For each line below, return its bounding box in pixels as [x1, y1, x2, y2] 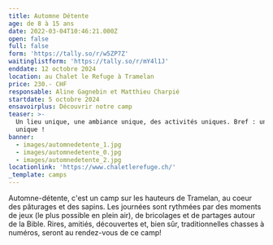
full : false [8, 42, 49, 50]
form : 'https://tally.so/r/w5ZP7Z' [8, 50, 129, 58]
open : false [8, 34, 49, 43]
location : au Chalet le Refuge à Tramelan [8, 72, 154, 81]
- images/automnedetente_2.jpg [15, 155, 122, 164]
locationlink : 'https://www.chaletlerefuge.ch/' [8, 164, 176, 172]
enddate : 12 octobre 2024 [8, 65, 96, 73]
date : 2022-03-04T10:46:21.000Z [8, 27, 118, 35]
